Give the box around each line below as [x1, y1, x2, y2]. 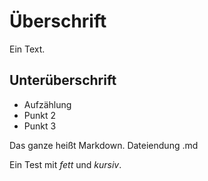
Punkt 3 [23, 120, 57, 132]
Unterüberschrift [9, 72, 117, 89]
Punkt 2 [23, 109, 57, 121]
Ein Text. [9, 43, 46, 55]
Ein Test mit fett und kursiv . [9, 158, 122, 170]
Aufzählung [23, 98, 72, 110]
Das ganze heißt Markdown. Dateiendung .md [9, 139, 199, 151]
